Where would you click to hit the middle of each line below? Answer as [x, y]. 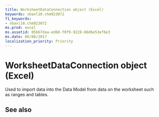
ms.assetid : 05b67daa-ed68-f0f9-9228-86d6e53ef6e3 [58, 32]
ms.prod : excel [21, 28]
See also [18, 110]
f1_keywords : [18, 19]
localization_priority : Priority [39, 41]
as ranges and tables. [27, 94]
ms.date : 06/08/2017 [26, 37]
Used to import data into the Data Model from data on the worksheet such [79, 89]
